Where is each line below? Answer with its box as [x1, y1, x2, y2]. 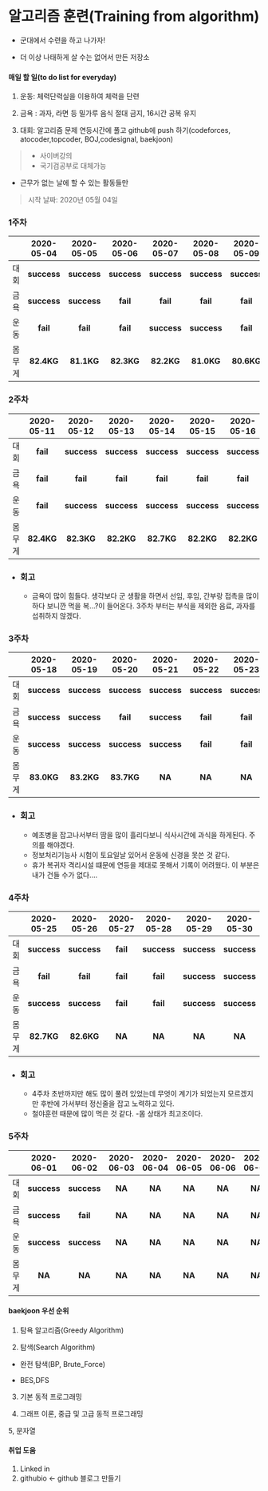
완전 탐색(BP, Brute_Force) [19, 1359, 106, 1369]
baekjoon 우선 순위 [8, 1306, 69, 1316]
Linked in [19, 1464, 50, 1473]
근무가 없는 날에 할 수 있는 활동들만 [19, 178, 129, 188]
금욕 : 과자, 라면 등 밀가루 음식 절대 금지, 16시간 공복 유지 [19, 109, 197, 118]
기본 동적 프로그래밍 [19, 1392, 82, 1401]
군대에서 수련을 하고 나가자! [19, 35, 106, 45]
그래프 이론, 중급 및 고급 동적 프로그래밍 [19, 1409, 144, 1418]
